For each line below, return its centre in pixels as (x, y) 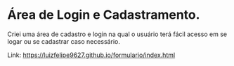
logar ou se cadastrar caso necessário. (64, 41)
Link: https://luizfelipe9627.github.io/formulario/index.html (91, 55)
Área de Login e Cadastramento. (104, 15)
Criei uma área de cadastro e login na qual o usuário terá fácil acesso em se (117, 34)
